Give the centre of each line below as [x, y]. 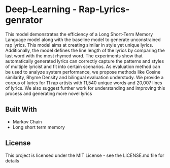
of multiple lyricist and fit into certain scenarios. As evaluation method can [83, 66]
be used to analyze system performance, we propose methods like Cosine [83, 72]
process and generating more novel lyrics [49, 93]
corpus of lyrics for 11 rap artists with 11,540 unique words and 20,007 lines [84, 83]
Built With [21, 109]
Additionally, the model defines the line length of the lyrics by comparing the [85, 50]
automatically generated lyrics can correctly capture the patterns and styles [84, 61]
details [12, 160]
